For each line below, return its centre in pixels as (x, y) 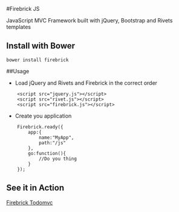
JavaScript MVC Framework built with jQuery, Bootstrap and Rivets (89, 20)
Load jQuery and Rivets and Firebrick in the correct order (86, 83)
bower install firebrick (37, 60)
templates (19, 27)
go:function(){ (47, 153)
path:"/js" (52, 143)
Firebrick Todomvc (30, 202)
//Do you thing (58, 159)
